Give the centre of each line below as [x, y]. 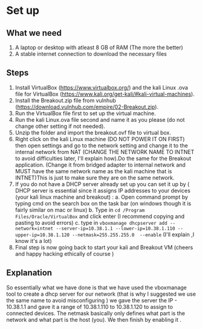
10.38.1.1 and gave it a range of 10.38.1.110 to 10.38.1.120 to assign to [90, 307]
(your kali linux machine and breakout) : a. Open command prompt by [102, 197]
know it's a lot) [34, 241]
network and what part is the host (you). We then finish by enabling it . [94, 319]
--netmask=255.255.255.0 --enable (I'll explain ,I [133, 234]
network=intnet [34, 228]
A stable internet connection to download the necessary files [91, 54]
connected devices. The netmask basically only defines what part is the [96, 313]
